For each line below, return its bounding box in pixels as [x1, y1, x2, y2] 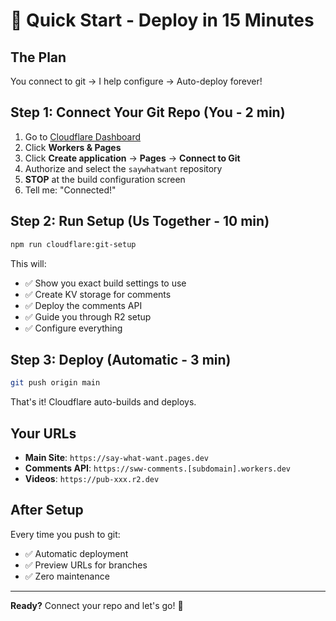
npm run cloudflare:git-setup [10, 239, 137, 249]
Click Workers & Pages [24, 141, 122, 153]
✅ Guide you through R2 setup [24, 310, 152, 323]
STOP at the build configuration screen [24, 173, 186, 185]
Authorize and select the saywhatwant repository [24, 162, 223, 174]
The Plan [10, 49, 67, 66]
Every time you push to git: [10, 528, 121, 540]
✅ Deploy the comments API [24, 299, 143, 311]
